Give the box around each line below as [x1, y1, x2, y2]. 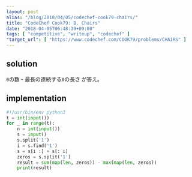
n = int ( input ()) [17, 126, 61, 132]
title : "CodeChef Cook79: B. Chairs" [6, 20, 101, 26]
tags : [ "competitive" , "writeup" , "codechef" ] [6, 31, 130, 37]
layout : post [6, 8, 39, 15]
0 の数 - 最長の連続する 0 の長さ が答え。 [6, 76, 103, 83]
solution [6, 59, 38, 69]
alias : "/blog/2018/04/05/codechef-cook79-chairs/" [6, 14, 138, 20]
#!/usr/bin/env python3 [6, 109, 66, 115]
